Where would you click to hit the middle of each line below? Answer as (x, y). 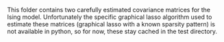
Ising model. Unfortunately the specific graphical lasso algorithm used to (110, 17)
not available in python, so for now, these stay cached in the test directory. (112, 31)
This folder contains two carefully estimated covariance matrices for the (109, 10)
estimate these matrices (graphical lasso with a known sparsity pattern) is (111, 24)
